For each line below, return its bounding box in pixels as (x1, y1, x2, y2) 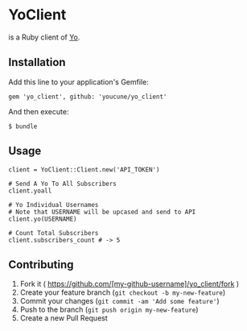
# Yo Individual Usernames (8, 201, 99, 209)
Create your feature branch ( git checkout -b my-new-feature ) (19, 288, 226, 297)
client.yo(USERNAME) (8, 215, 78, 223)
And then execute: (8, 106, 69, 116)
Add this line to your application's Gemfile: (8, 77, 149, 86)
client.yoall (8, 187, 52, 195)
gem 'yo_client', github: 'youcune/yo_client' (8, 93, 167, 101)
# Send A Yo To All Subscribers (8, 180, 117, 188)
